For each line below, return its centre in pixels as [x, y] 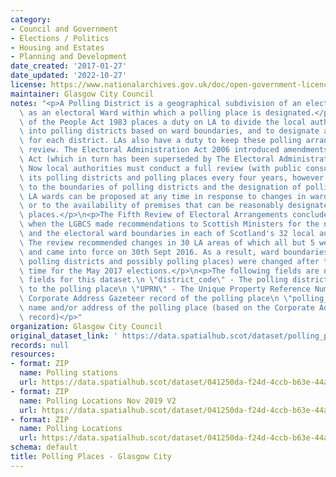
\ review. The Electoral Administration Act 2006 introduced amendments [174, 150]
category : [31, 19]
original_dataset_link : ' [64, 336]
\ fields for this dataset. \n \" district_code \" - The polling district [174, 280]
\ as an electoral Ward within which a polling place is [140, 112]
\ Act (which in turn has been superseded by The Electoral [147, 159]
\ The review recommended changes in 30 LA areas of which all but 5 [167, 242]
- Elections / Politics [60, 38]
